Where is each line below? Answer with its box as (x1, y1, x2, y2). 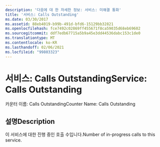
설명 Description (5, 117, 55, 126)
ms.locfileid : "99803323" (5, 49, 59, 54)
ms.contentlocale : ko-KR (5, 40, 57, 45)
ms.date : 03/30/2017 (5, 17, 49, 22)
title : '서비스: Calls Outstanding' (5, 12, 79, 17)
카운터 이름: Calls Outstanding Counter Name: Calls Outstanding (5, 101, 136, 107)
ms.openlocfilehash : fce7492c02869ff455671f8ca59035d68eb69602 (5, 26, 141, 31)
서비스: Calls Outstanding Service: (5, 72, 147, 84)
